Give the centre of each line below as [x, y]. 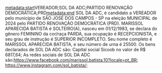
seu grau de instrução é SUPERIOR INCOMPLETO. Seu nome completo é [79, 39]
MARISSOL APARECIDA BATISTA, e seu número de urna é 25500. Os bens [80, 44]
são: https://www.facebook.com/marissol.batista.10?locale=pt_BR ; [72, 60]
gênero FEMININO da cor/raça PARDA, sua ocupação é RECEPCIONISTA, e [81, 34]
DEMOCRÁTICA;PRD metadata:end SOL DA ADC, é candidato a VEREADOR [81, 13]
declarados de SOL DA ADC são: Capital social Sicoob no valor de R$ [76, 50]
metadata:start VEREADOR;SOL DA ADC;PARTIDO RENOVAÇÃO [69, 8]
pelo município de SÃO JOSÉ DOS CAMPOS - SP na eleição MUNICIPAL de [81, 18]
